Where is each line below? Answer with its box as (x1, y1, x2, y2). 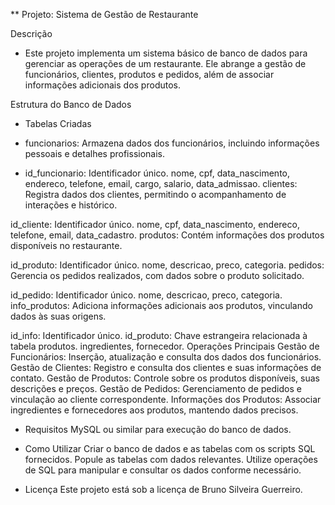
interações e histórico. (24, 199, 118, 211)
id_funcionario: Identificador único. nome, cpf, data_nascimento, (24, 167, 291, 179)
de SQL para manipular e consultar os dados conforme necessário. (24, 464, 302, 476)
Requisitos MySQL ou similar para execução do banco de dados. (24, 424, 292, 435)
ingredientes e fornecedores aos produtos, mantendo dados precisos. (10, 404, 299, 416)
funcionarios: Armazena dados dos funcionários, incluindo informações (24, 137, 320, 149)
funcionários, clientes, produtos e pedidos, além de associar (24, 69, 275, 80)
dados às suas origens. (10, 310, 107, 322)
